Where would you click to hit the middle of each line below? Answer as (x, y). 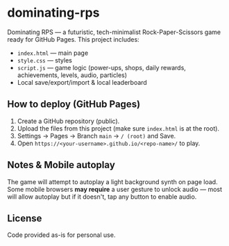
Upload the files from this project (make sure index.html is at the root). (118, 128)
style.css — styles (45, 60)
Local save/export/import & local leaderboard (82, 82)
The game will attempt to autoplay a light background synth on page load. (112, 181)
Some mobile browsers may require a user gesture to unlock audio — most (115, 189)
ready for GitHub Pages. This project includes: (74, 39)
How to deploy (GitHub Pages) (74, 105)
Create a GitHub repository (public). (68, 121)
